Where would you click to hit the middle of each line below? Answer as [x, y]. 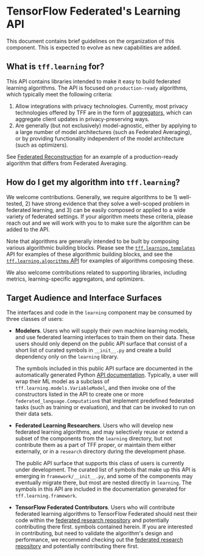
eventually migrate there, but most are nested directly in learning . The [103, 483]
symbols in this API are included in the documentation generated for [100, 489]
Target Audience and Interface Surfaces [84, 297]
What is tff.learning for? [55, 67]
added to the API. [28, 229]
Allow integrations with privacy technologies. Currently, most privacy [101, 106]
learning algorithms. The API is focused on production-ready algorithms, [97, 88]
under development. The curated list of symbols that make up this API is [105, 470]
